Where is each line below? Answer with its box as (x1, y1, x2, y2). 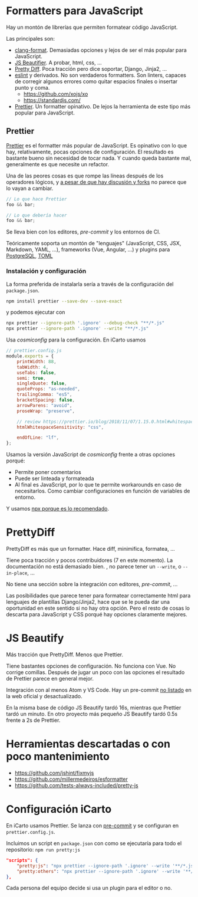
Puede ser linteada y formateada (14, 475, 94, 482)
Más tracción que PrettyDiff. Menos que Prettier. (6, 651, 124, 658)
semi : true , (16, 375, 46, 381)
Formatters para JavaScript (6, 4, 143, 18)
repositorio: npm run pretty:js (6, 846, 81, 853)
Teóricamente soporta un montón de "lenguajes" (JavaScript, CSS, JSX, (6, 240, 181, 247)
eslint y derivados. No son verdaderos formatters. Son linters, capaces (14, 71, 187, 78)
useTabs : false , (16, 370, 57, 376)
